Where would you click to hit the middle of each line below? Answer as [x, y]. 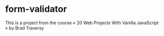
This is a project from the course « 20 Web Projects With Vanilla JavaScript [82, 23]
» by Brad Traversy [25, 28]
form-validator [36, 9]
